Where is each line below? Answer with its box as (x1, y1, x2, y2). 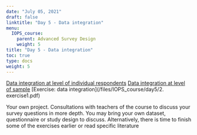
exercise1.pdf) (6, 92, 41, 99)
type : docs (6, 58, 33, 64)
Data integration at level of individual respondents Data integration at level (6, 80, 185, 87)
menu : (6, 25, 19, 31)
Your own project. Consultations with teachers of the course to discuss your (6, 104, 191, 111)
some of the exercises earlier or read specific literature (6, 122, 139, 130)
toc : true (6, 52, 31, 58)
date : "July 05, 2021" (6, 8, 62, 15)
